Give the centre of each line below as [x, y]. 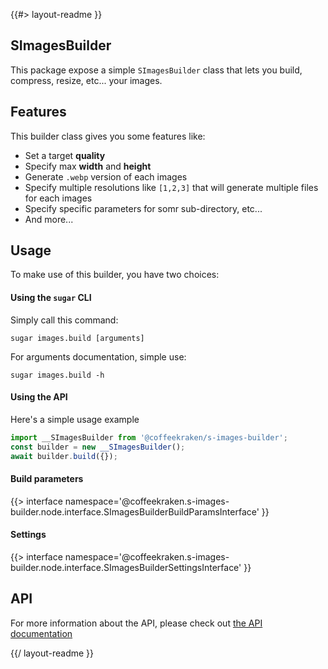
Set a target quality [65, 155]
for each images [58, 198]
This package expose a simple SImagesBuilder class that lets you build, [156, 70]
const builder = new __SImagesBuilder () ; [98, 447]
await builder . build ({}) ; [64, 456]
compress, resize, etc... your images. [86, 80]
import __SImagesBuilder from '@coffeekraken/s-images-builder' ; [149, 437]
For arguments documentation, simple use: [98, 356]
